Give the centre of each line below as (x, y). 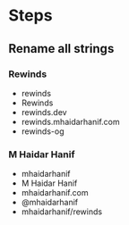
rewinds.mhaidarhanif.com (70, 121)
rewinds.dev (44, 112)
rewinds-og (43, 131)
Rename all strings (61, 49)
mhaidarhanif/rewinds (62, 212)
